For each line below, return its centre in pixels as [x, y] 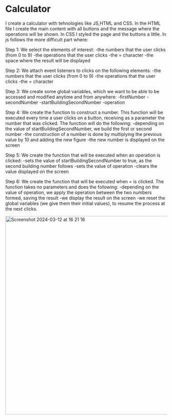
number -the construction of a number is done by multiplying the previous [84, 134]
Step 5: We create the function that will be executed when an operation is [83, 155]
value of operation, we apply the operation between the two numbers [79, 192]
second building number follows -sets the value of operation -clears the [81, 166]
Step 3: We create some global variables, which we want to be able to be [82, 91]
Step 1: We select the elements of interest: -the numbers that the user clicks [85, 49]
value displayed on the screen [37, 171]
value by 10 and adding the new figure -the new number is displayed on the [85, 139]
